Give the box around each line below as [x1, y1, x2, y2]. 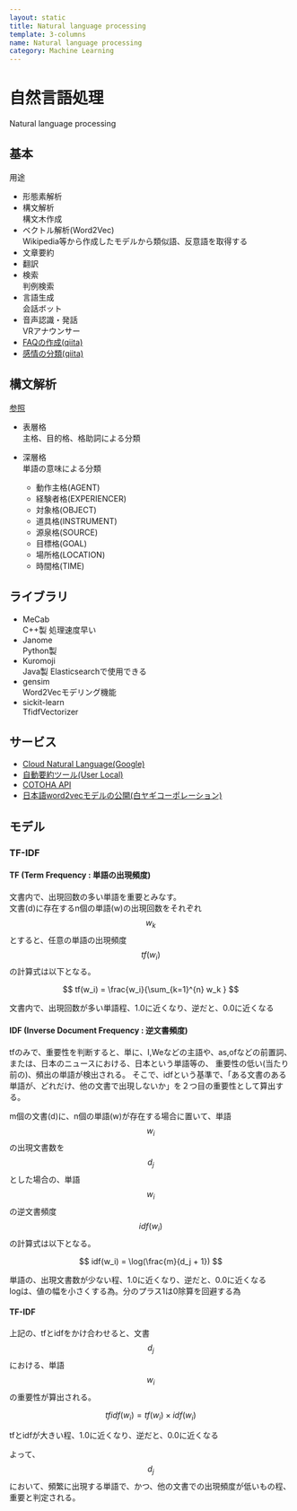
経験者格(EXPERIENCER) [35, 493, 127, 503]
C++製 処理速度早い [22, 624, 97, 635]
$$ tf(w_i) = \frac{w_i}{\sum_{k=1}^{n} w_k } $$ [62, 984, 240, 995]
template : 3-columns [9, 30, 87, 39]
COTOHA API [22, 780, 72, 790]
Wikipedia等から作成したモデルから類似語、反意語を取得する [22, 235, 249, 247]
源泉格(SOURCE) [35, 527, 99, 537]
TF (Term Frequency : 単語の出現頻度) [9, 869, 151, 880]
